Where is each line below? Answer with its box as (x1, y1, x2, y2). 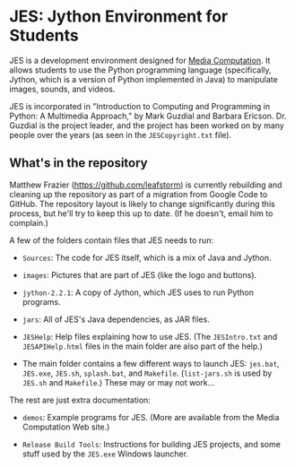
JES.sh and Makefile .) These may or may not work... (22, 377, 215, 387)
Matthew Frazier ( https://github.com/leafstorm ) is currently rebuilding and (9, 179, 282, 190)
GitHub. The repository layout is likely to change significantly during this (9, 198, 275, 209)
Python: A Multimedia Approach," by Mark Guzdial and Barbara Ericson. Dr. (9, 110, 287, 121)
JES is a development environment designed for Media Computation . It (9, 55, 271, 65)
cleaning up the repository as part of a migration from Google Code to (9, 188, 268, 199)
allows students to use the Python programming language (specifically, (9, 65, 272, 75)
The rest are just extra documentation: (9, 394, 151, 405)
